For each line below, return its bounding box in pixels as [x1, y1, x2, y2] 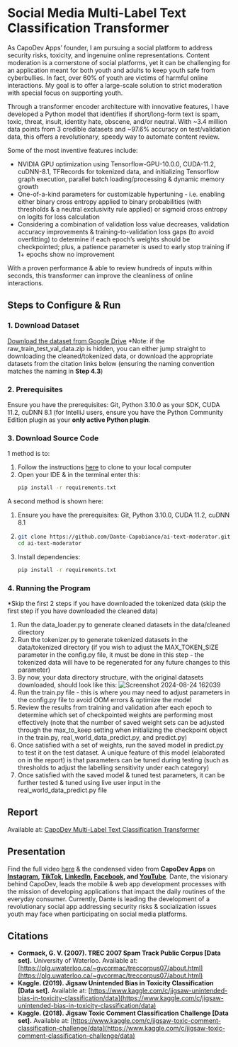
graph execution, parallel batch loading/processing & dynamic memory [17, 175, 225, 183]
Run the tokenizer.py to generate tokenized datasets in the [17, 636, 188, 644]
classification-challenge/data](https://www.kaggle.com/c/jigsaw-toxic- [17, 1024, 225, 1033]
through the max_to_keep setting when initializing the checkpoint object [17, 726, 228, 734]
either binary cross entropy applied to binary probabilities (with [17, 197, 202, 206]
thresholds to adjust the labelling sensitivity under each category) [17, 763, 210, 772]
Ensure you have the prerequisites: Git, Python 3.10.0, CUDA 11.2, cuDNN [17, 511, 230, 520]
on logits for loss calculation [17, 212, 101, 221]
